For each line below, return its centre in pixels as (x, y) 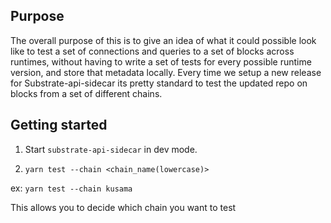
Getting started (59, 125)
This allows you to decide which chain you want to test (123, 207)
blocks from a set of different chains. (86, 93)
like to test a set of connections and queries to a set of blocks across (152, 51)
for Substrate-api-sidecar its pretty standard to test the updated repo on (159, 83)
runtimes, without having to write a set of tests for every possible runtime (161, 61)
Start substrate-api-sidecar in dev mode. (111, 149)
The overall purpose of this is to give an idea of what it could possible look (163, 40)
